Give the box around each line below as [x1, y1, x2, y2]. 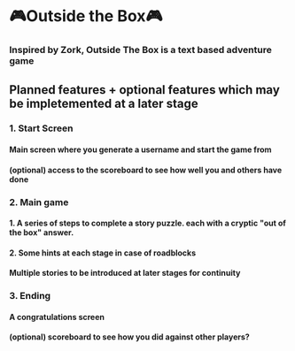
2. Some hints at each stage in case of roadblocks [9, 248, 197, 258]
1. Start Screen [9, 122, 74, 134]
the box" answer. [9, 227, 74, 238]
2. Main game [9, 195, 69, 208]
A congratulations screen [9, 311, 105, 322]
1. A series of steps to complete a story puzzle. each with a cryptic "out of [9, 217, 286, 229]
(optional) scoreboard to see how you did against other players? [9, 332, 250, 342]
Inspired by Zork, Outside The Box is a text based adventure [9, 44, 272, 57]
